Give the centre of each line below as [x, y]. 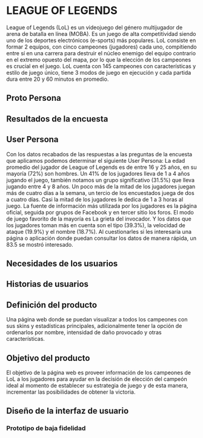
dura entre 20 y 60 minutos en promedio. [58, 79]
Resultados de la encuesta [57, 119]
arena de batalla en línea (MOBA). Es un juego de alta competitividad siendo [101, 33]
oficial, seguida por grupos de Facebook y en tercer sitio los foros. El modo [100, 212]
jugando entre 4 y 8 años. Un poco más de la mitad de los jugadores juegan [101, 186]
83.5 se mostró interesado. [40, 244]
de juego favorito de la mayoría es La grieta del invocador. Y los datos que [99, 219]
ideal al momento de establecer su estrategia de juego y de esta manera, [97, 385]
